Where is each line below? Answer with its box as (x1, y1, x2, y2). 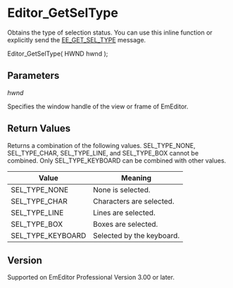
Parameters (7, 70, 60, 82)
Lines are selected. (92, 208, 156, 218)
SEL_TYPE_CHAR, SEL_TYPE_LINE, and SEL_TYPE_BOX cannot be (7, 149, 199, 157)
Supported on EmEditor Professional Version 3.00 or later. (7, 273, 175, 282)
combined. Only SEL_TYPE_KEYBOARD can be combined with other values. (7, 156, 227, 165)
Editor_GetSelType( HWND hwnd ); (7, 49, 108, 58)
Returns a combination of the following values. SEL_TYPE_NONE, (7, 141, 196, 149)
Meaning (120, 173, 152, 182)
